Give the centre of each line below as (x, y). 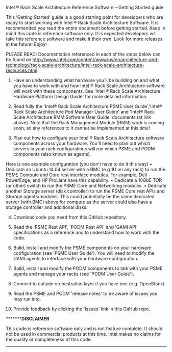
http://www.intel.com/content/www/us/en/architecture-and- (96, 60)
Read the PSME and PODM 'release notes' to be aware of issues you (85, 293)
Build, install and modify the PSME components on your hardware (82, 248)
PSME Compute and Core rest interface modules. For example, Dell (76, 175)
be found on (19, 60)
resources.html (22, 70)
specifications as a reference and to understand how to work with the (86, 232)
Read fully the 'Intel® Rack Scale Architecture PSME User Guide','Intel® (88, 106)
